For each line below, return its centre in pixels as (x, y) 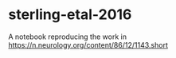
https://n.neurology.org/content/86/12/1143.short (88, 44)
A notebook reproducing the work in (68, 37)
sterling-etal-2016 (70, 15)
